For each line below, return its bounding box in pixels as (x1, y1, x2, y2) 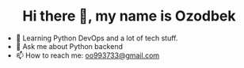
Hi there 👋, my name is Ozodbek (22, 7, 236, 25)
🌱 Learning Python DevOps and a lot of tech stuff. (15, 33, 178, 43)
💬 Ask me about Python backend (15, 41, 123, 51)
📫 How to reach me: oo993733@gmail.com (15, 51, 160, 60)
